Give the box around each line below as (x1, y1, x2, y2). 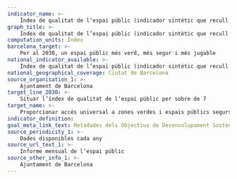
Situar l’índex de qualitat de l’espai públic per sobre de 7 (20, 96, 207, 103)
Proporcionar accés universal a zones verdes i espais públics (20, 109, 210, 116)
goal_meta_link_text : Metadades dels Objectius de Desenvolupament (7, 121, 210, 129)
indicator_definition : (7, 115, 74, 122)
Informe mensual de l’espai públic (20, 148, 125, 155)
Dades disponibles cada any (20, 135, 102, 142)
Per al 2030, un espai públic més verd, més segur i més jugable (20, 50, 217, 57)
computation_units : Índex (7, 37, 83, 44)
